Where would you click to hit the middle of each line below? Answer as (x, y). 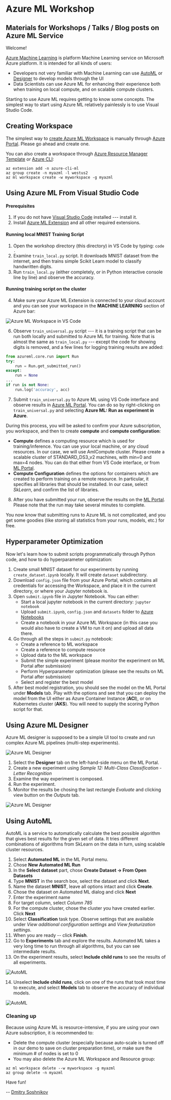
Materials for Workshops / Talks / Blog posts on (82, 28)
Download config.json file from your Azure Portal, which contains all (85, 580)
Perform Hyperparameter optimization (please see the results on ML (92, 671)
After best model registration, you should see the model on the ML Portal (89, 687)
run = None (26, 375)
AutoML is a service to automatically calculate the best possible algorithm (83, 833)
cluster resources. (25, 850)
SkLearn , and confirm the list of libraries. (56, 490)
